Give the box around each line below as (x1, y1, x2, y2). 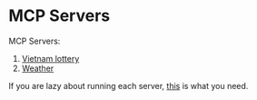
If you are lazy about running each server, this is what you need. (8, 80, 249, 91)
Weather (21, 63, 54, 74)
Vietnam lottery (21, 53, 80, 64)
